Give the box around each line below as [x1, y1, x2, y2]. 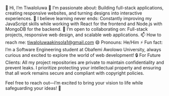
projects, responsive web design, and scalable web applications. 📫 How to [5, 32, 161, 38]
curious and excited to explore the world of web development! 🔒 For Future [5, 52, 161, 58]
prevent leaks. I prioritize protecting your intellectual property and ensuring [5, 65, 161, 70]
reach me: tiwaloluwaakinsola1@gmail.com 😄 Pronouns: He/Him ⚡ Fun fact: [5, 39, 163, 45]
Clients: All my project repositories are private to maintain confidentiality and [5, 59, 164, 65]
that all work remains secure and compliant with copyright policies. [5, 70, 145, 76]
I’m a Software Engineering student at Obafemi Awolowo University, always [5, 47, 161, 52]
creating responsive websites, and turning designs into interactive [5, 10, 142, 16]
